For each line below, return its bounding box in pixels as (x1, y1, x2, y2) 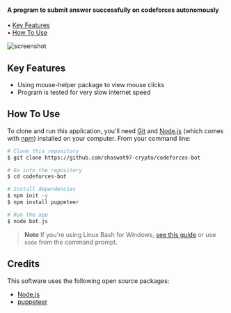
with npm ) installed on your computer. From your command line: (7, 134, 191, 142)
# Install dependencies (7, 185, 77, 193)
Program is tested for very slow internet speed (17, 88, 151, 97)
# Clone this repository (7, 147, 79, 155)
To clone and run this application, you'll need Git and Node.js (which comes (7, 126, 224, 135)
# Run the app (7, 211, 49, 218)
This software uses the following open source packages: (7, 276, 170, 285)
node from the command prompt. (24, 238, 118, 246)
